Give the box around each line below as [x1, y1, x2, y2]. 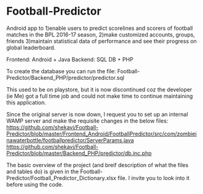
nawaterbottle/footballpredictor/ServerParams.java [6, 136, 134, 144]
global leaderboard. [6, 44, 56, 51]
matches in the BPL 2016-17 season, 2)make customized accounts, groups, [6, 31, 195, 38]
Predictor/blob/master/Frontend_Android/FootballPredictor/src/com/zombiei [6, 130, 197, 137]
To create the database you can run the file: [6, 67, 116, 74]
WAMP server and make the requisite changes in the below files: [6, 117, 169, 124]
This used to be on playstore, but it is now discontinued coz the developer [6, 85, 193, 93]
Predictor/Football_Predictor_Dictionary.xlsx [6, 174, 116, 181]
